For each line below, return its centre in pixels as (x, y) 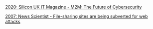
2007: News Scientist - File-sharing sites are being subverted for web (76, 16)
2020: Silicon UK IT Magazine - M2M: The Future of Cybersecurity (74, 7)
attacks (13, 22)
